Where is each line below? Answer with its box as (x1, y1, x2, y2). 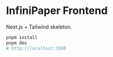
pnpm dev (6, 40, 27, 46)
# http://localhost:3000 (6, 45, 66, 51)
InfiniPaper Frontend (6, 4, 108, 17)
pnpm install (6, 34, 38, 40)
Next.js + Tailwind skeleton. (6, 23, 72, 30)
